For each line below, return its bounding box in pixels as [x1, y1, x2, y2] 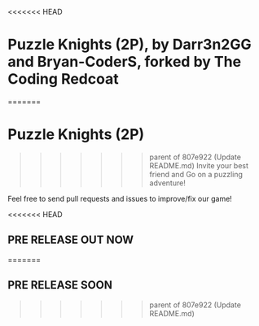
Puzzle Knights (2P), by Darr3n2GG [7, 36, 252, 54]
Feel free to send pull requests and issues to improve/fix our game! [7, 193, 233, 203]
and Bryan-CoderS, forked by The [7, 53, 242, 72]
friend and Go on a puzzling [149, 169, 244, 179]
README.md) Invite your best [149, 160, 249, 170]
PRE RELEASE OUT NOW [7, 233, 134, 247]
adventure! [149, 178, 187, 188]
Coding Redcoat [7, 70, 119, 89]
